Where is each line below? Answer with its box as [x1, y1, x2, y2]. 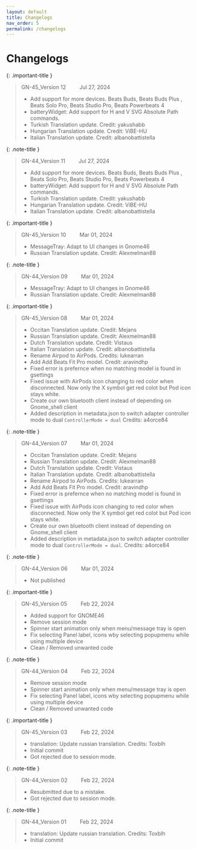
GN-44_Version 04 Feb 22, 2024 [21, 667, 115, 675]
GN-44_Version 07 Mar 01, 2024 [21, 440, 114, 447]
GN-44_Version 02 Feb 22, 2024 [21, 776, 115, 784]
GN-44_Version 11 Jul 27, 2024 [21, 157, 110, 165]
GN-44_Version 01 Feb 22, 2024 [21, 818, 114, 825]
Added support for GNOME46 [30, 612, 105, 619]
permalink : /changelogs [6, 25, 66, 32]
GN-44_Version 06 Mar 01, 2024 [21, 565, 114, 572]
